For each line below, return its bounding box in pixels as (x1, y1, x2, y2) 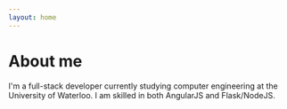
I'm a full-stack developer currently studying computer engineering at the (8, 81, 278, 91)
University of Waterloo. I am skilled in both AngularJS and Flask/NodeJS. (8, 90, 275, 100)
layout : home (8, 12, 57, 22)
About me (8, 51, 83, 71)
